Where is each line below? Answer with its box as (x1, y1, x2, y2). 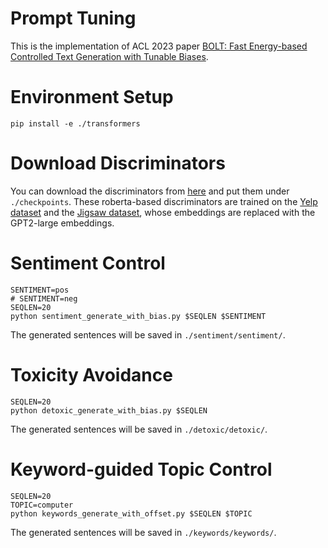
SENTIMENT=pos (10, 285, 70, 295)
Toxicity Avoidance (10, 363, 173, 386)
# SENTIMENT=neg (10, 293, 78, 304)
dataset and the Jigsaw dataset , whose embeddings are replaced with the (10, 206, 316, 218)
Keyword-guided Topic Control (10, 458, 273, 481)
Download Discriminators (10, 152, 226, 175)
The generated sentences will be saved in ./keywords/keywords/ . (10, 526, 277, 538)
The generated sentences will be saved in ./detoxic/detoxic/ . (10, 423, 268, 435)
